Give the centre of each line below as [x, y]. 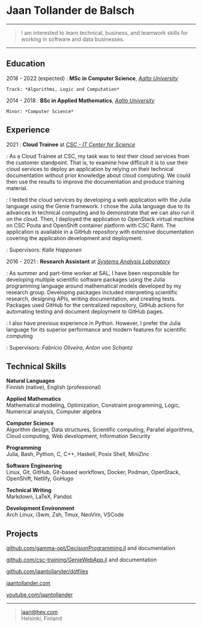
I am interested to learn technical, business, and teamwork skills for [104, 32]
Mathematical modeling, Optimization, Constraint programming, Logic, [93, 405]
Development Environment [40, 508]
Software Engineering [34, 466]
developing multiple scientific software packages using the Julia [86, 279]
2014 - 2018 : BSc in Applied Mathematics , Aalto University [81, 100]
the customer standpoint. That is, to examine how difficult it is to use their [97, 162]
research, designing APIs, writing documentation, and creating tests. [91, 298]
